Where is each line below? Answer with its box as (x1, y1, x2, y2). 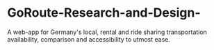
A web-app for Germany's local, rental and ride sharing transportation (7, 28, 207, 36)
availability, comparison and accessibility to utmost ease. (7, 35, 170, 43)
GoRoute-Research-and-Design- (7, 5, 201, 21)
